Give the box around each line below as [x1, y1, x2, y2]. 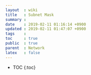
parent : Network [5, 45, 45, 51]
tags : [5, 31, 27, 36]
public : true [5, 41, 38, 46]
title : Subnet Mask [5, 12, 54, 17]
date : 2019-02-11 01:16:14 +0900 [5, 21, 86, 27]
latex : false [5, 50, 40, 55]
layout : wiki [5, 7, 38, 13]
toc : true [5, 36, 38, 41]
